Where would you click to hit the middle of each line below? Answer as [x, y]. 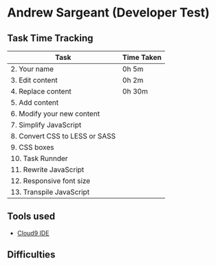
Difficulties [31, 255]
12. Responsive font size [51, 181]
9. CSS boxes [32, 147]
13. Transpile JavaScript [50, 192]
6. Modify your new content [55, 114]
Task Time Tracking [50, 38]
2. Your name [32, 69]
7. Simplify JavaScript [46, 125]
